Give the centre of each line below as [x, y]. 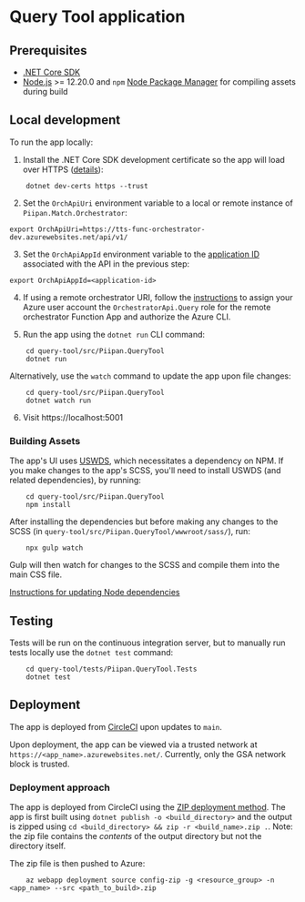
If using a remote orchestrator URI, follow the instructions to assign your [158, 297]
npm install [48, 505]
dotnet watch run [59, 400]
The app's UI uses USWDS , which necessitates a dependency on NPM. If [147, 461]
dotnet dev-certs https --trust [87, 186]
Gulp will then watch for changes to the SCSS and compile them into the [145, 565]
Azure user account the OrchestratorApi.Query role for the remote [147, 307]
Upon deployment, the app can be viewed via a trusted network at [133, 745]
